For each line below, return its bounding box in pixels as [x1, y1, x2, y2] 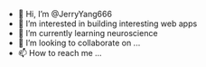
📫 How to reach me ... [17, 48, 102, 58]
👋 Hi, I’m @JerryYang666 [17, 9, 113, 19]
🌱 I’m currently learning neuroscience [17, 28, 158, 38]
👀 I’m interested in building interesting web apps [17, 18, 198, 29]
